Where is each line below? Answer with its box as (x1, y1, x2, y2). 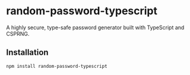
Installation (6, 48, 49, 58)
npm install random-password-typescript (6, 63, 108, 69)
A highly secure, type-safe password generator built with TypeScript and (6, 24, 185, 31)
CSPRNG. (6, 30, 30, 37)
